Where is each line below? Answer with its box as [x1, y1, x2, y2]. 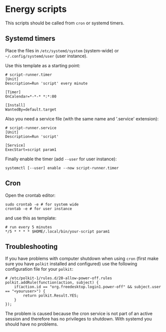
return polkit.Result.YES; [23, 293, 79, 298]
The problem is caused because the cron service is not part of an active [5, 311, 153, 317]
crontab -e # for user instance [5, 206, 72, 211]
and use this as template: [5, 215, 57, 221]
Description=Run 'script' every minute [5, 81, 88, 86]
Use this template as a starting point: [5, 62, 81, 68]
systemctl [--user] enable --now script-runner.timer [5, 165, 119, 170]
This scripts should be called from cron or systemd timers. [5, 20, 125, 26]
